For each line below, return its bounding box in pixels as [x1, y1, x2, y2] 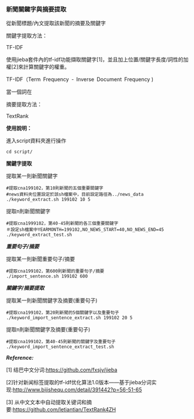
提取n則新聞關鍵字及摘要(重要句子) [6, 326, 91, 333]
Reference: [6, 354, 34, 361]
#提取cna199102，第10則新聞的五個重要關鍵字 [6, 185, 104, 192]
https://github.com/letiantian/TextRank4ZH [12, 406, 116, 413]
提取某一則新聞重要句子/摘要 [6, 256, 75, 263]
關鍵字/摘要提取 [6, 284, 45, 291]
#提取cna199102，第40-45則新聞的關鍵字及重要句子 [6, 339, 116, 345]
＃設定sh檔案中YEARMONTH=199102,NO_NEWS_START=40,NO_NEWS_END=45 [6, 227, 165, 233]
